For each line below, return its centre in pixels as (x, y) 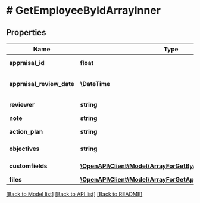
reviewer (22, 105)
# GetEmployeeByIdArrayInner (83, 10)
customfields (28, 166)
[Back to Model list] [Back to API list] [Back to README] (74, 194)
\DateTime (95, 84)
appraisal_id (27, 63)
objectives (24, 149)
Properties (26, 33)
